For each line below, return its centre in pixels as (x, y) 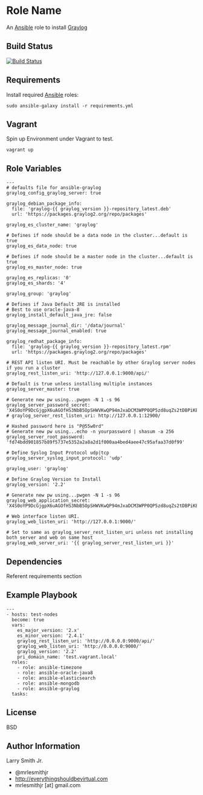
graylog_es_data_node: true (42, 246)
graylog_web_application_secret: (48, 501)
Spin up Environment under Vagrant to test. (60, 139)
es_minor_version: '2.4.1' (51, 636)
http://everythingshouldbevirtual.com (61, 779)
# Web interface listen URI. (43, 517)
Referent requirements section (44, 576)
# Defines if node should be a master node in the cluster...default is (100, 257)
